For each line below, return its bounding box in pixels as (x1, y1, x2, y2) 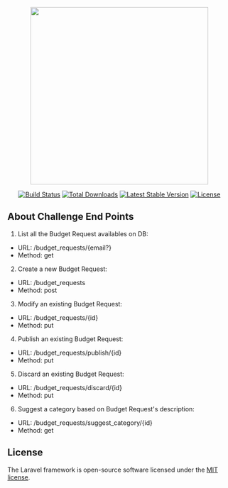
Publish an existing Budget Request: (17, 334, 124, 343)
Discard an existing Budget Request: (17, 370, 124, 378)
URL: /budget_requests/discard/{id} (17, 383, 123, 392)
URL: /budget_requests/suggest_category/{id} (17, 418, 153, 427)
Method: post (17, 286, 58, 294)
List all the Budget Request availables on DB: (17, 229, 149, 238)
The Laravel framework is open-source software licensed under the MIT (7, 465, 219, 474)
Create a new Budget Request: (17, 265, 108, 273)
